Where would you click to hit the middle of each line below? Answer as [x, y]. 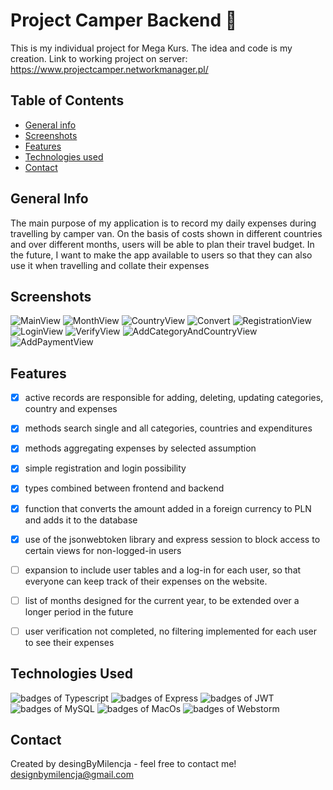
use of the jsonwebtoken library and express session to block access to [172, 539]
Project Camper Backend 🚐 [124, 20]
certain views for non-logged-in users [103, 550]
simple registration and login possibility [105, 468]
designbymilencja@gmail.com [72, 775]
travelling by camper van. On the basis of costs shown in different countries [166, 233]
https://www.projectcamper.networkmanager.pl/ [109, 69]
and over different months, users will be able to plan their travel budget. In [162, 244]
